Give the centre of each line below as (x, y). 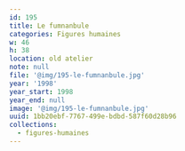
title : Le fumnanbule (49, 26)
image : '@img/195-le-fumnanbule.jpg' (79, 108)
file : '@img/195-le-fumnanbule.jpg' (77, 75)
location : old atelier (51, 59)
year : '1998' (33, 83)
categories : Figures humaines (65, 34)
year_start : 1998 (41, 91)
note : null (29, 68)
